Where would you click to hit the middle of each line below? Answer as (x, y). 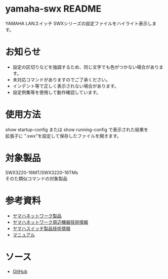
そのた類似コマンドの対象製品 (36, 178)
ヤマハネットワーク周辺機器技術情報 (50, 222)
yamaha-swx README (53, 9)
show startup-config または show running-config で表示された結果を (77, 129)
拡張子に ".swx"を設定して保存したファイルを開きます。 (63, 136)
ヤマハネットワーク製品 (37, 216)
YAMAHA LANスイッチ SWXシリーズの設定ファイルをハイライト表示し (79, 23)
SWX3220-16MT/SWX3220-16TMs (42, 172)
